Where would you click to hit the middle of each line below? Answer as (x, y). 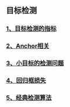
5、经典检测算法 (29, 98)
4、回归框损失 (26, 81)
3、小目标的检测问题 (35, 63)
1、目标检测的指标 (31, 29)
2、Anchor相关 (28, 46)
